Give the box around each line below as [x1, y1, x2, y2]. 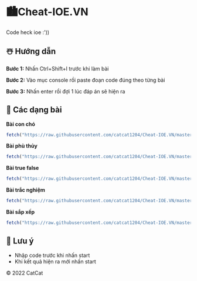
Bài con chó [6, 121, 35, 128]
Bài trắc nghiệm [6, 186, 46, 193]
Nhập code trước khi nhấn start [14, 252, 90, 259]
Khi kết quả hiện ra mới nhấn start [14, 257, 97, 265]
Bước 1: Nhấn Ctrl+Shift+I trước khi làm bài [6, 65, 110, 72]
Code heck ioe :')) [6, 28, 50, 36]
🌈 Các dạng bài [6, 105, 62, 115]
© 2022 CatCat [6, 269, 43, 276]
